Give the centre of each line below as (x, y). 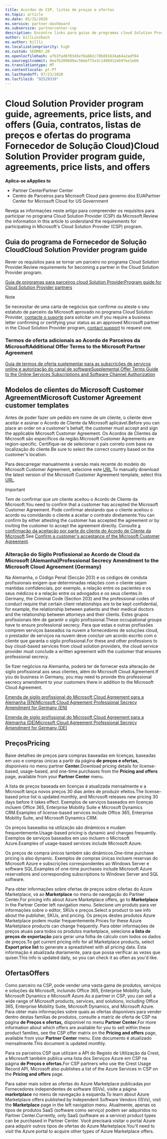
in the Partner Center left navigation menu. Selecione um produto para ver (81, 904)
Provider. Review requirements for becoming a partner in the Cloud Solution (82, 267)
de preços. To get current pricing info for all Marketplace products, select (80, 942)
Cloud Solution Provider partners (39, 287)
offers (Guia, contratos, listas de (73, 124)
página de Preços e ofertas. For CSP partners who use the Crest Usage (78, 1063)
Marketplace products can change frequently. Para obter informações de (80, 926)
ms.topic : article (24, 14)
